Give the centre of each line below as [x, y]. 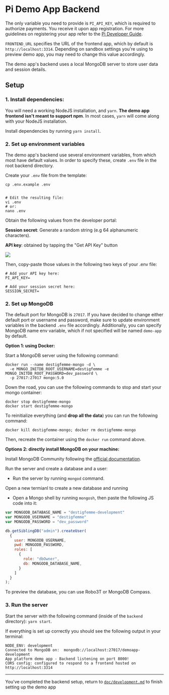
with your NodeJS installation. [36, 121]
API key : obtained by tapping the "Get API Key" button [62, 245]
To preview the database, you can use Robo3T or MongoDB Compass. [78, 592]
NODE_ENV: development [29, 645]
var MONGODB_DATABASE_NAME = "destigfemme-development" [65, 512]
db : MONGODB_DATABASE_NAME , [53, 563]
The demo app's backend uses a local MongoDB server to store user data [82, 64]
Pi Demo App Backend [53, 9]
